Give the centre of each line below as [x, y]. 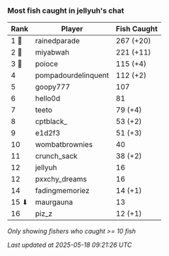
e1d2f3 [48, 133]
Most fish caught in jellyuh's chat [66, 11]
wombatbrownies [64, 145]
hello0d [48, 99]
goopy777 [53, 87]
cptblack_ [51, 121]
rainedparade [57, 41]
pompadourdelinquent [72, 75]
